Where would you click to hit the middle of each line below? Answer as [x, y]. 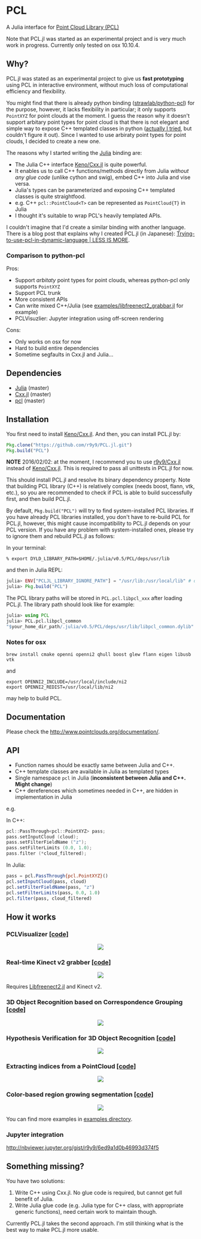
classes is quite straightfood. [50, 196]
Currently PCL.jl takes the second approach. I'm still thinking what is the [95, 1223]
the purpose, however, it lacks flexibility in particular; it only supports [91, 109]
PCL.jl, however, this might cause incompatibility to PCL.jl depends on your [98, 524]
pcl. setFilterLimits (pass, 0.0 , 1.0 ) [53, 892]
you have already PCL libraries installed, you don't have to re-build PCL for [98, 517]
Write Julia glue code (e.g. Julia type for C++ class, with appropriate [99, 1205]
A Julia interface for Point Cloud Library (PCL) [63, 27]
